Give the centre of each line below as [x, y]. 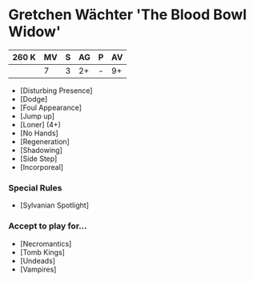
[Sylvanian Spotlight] [54, 205]
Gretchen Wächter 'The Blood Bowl [127, 15]
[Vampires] [38, 269]
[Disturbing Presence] [56, 91]
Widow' [35, 32]
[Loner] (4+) [40, 124]
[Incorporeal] [42, 167]
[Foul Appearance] [51, 107]
